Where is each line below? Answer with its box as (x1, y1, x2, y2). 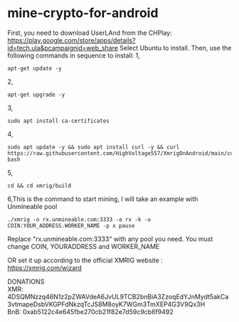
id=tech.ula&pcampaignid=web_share (7, 43, 119, 52)
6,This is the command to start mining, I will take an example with (7, 194, 198, 203)
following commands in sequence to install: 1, (7, 51, 141, 60)
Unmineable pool (7, 202, 58, 210)
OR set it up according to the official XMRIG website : (7, 256, 164, 264)
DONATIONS (7, 277, 45, 286)
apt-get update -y (7, 65, 62, 72)
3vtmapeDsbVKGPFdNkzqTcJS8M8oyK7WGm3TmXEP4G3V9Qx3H (7, 300, 206, 308)
